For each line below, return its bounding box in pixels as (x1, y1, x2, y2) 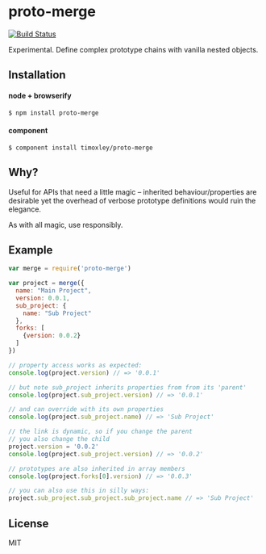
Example (8, 243, 53, 257)
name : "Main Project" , (15, 287, 92, 295)
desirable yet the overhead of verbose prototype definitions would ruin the (8, 195, 256, 205)
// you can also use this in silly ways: (8, 487, 150, 495)
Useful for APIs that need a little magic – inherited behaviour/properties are (8, 187, 257, 196)
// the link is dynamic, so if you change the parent (8, 427, 193, 436)
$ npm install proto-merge (8, 108, 99, 117)
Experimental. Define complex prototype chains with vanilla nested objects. (8, 44, 259, 54)
